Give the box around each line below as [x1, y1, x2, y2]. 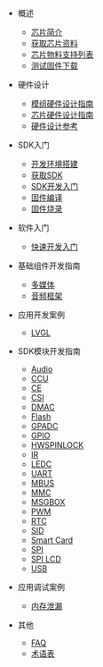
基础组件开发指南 [17, 260, 81, 271]
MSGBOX [30, 497, 66, 507]
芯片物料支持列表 [30, 49, 94, 60]
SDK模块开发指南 [17, 346, 82, 356]
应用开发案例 [17, 309, 65, 320]
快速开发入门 [30, 241, 78, 252]
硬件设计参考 [30, 121, 78, 131]
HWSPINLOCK [30, 440, 84, 450]
